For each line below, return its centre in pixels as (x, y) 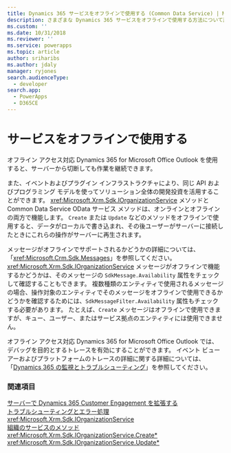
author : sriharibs (33, 59)
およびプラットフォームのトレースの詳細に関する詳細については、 (112, 358)
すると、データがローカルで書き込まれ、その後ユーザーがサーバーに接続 (115, 226)
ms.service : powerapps (40, 45)
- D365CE (26, 103)
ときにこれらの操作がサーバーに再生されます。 (79, 234)
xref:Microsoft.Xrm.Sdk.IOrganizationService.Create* (82, 435)
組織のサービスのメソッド (43, 428)
